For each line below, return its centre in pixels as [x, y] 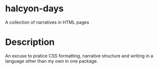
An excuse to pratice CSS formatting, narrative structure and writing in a [79, 56]
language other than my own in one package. [52, 61]
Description [30, 42]
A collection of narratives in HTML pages [47, 22]
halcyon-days [34, 9]
